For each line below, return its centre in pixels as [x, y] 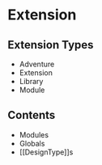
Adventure [37, 64]
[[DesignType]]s [46, 152]
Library [31, 81]
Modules [34, 134]
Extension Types [51, 45]
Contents [32, 115]
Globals [32, 143]
